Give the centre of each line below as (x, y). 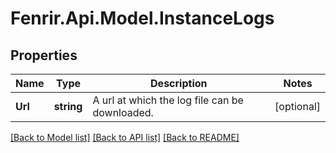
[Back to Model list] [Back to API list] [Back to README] (125, 137)
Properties (44, 55)
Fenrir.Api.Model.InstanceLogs (142, 18)
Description (179, 83)
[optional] (297, 106)
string (68, 106)
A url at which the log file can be (168, 100)
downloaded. (123, 112)
